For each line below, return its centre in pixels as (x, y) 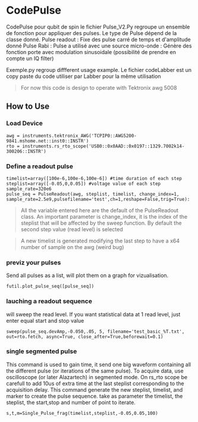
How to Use (28, 107)
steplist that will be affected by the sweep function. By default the (101, 223)
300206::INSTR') (26, 151)
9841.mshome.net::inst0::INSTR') (48, 141)
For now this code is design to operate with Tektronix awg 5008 (99, 87)
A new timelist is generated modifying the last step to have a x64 (100, 241)
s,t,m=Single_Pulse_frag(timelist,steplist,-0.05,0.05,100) (82, 413)
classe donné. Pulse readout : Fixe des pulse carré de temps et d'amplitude (99, 39)
